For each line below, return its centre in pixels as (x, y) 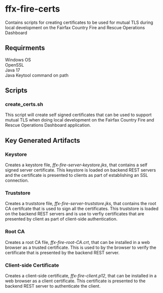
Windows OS (18, 60)
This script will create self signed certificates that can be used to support (78, 115)
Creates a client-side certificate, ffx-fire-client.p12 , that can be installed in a (81, 276)
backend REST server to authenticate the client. (53, 286)
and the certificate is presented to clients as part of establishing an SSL (77, 175)
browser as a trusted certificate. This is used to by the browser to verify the (81, 247)
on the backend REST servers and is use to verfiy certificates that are (75, 214)
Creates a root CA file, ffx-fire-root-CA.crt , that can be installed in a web (77, 242)
